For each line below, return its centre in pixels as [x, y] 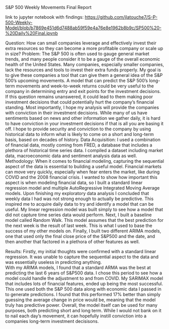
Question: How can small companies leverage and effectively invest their [81, 43]
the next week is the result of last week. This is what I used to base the [79, 225]
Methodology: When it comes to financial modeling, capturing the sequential [85, 161]
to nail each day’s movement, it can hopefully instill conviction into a [76, 316]
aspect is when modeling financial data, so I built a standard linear [74, 182]
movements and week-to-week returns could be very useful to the [85, 86]
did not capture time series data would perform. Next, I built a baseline [79, 215]
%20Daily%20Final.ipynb [32, 33]
